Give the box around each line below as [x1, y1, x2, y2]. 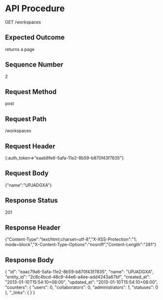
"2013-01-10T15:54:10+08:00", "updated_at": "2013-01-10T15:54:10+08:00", [5, 279, 158, 285]
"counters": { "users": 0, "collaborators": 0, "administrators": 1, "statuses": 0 [5, 284, 159, 290]
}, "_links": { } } [5, 290, 35, 296]
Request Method [5, 88, 57, 96]
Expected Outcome [5, 33, 65, 42]
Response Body [5, 255, 54, 264]
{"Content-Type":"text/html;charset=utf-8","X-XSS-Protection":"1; [5, 236, 137, 242]
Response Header [5, 224, 61, 232]
